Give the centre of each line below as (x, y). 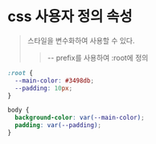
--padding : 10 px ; (44, 88)
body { (18, 110)
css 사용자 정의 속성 (70, 17)
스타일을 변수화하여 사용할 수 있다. (81, 40)
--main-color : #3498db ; (54, 80)
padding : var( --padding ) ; (58, 125)
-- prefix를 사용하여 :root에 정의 (98, 57)
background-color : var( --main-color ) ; (80, 118)
